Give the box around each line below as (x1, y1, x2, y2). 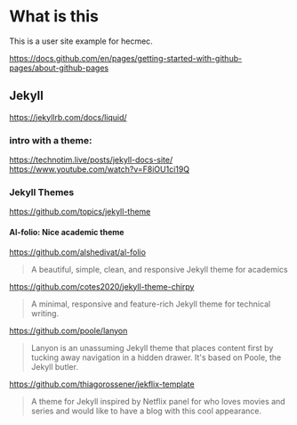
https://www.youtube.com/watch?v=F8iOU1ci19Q (9, 164, 189, 175)
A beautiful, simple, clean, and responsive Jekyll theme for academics (30, 264, 288, 274)
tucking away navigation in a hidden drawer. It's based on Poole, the (30, 352, 282, 363)
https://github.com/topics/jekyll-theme (9, 207, 151, 217)
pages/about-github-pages (9, 62, 109, 73)
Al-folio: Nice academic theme (9, 226, 124, 237)
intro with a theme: (9, 134, 92, 146)
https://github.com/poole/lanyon (9, 325, 128, 336)
